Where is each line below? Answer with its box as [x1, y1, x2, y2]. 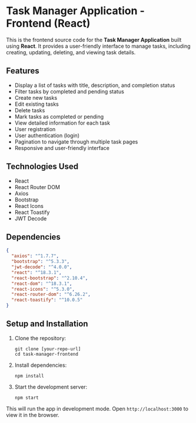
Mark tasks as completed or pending [14, 113, 104, 120]
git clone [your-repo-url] [14, 346, 81, 352]
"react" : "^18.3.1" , [11, 269, 62, 275]
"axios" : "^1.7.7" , [11, 253, 59, 259]
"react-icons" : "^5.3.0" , [11, 286, 75, 292]
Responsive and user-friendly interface [14, 144, 110, 151]
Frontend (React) [6, 17, 91, 30]
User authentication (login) [14, 132, 80, 139]
